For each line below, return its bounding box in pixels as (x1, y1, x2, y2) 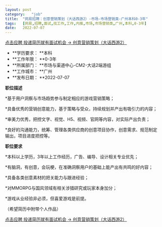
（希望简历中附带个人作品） (5, 206, 61, 212)
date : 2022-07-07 (5, 26, 45, 30)
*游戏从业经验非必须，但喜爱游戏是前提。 (5, 196, 89, 201)
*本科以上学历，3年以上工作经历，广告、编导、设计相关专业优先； (5, 154, 139, 160)
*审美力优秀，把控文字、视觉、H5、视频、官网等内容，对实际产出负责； (5, 116, 150, 122)
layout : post (5, 7, 32, 12)
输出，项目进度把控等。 (5, 133, 52, 139)
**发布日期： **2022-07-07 (12, 75, 70, 81)
